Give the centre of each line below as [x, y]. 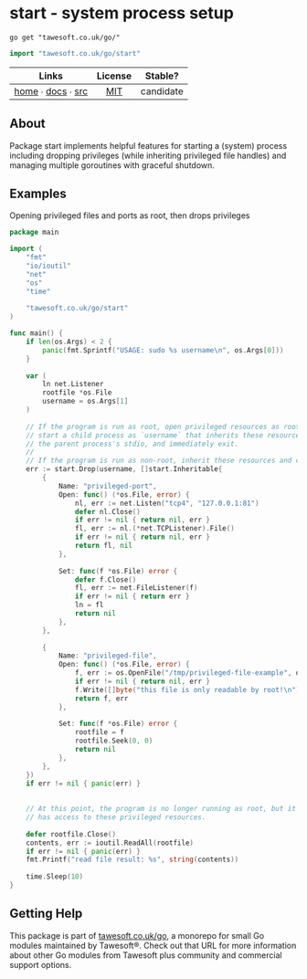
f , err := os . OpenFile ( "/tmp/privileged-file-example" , [183, 673]
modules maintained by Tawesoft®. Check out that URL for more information [153, 945]
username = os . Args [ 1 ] [85, 401]
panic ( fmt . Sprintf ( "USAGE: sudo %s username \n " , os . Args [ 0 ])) [163, 350]
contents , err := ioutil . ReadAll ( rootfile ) [110, 843]
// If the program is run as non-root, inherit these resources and [159, 461]
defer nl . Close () [108, 511]
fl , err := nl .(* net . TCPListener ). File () [154, 529]
